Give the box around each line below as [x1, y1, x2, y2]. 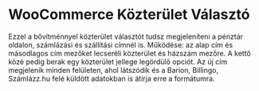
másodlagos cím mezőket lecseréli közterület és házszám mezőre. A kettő [8, 48, 251, 58]
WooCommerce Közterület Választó [8, 6, 250, 24]
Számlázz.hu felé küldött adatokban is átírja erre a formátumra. [8, 74, 215, 83]
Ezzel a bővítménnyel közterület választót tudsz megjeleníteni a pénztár [8, 32, 244, 41]
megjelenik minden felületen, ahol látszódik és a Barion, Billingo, [8, 65, 219, 74]
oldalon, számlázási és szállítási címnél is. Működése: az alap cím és [8, 40, 233, 49]
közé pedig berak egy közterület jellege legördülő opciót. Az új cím [8, 57, 228, 66]
